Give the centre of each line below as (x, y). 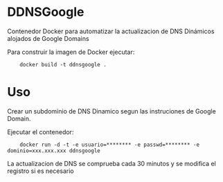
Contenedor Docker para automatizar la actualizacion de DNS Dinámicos (111, 31)
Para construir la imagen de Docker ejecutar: (71, 52)
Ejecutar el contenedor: (41, 131)
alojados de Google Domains (48, 38)
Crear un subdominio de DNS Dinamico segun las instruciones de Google (111, 111)
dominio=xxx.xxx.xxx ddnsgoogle (54, 151)
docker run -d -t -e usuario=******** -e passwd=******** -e (109, 145)
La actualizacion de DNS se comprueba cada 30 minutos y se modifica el (111, 163)
